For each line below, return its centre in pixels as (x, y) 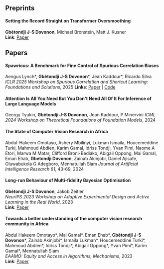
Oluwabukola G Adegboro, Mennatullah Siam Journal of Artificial (72, 164)
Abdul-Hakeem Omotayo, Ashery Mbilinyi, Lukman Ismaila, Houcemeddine (82, 142)
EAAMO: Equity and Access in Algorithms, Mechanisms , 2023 (69, 256)
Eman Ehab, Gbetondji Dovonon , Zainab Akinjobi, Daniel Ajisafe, (71, 158)
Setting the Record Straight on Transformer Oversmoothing (68, 21)
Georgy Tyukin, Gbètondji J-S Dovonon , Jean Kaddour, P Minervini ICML (81, 115)
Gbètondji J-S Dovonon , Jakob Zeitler (44, 191)
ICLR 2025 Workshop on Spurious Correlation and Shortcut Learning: (77, 82)
